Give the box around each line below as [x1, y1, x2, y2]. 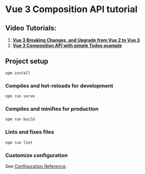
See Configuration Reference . [5, 163, 67, 169]
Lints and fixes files [5, 128, 55, 136]
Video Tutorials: [5, 24, 57, 32]
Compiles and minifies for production [5, 105, 99, 112]
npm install [5, 70, 30, 75]
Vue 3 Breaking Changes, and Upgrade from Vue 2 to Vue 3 [12, 37, 140, 43]
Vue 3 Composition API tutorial [5, 4, 138, 15]
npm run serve [5, 94, 35, 99]
